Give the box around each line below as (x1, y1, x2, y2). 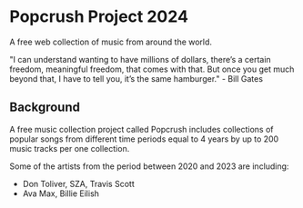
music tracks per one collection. (9, 143, 130, 154)
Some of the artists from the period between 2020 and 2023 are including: (9, 161, 289, 172)
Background (9, 100, 80, 115)
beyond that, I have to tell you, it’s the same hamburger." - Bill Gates (9, 73, 264, 84)
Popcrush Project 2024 (9, 6, 189, 27)
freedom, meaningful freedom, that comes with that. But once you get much (9, 64, 295, 74)
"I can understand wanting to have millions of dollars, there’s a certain (9, 54, 271, 64)
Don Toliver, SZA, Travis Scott (22, 178, 135, 189)
